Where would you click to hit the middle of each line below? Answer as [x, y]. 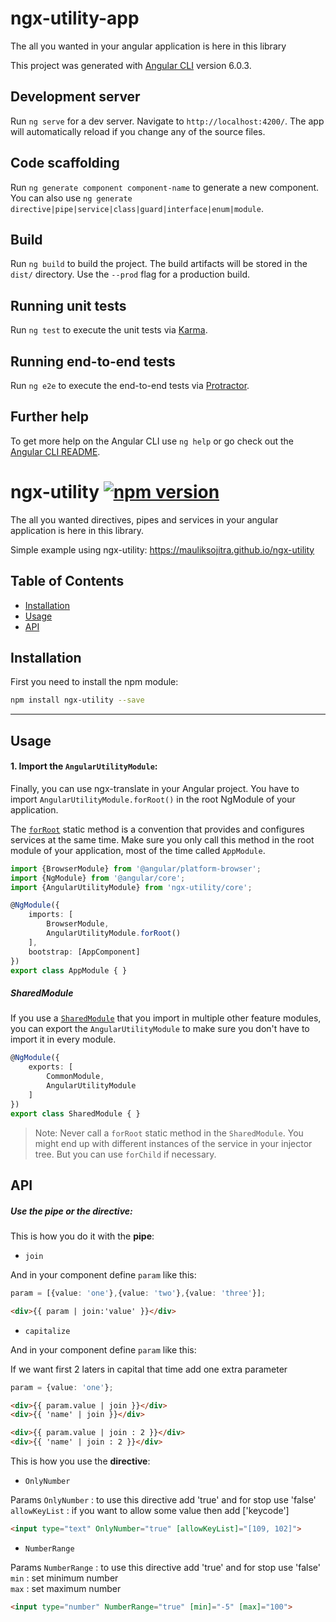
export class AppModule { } [69, 970]
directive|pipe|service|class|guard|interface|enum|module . [137, 208]
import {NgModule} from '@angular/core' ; [98, 878]
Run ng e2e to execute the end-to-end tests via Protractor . [130, 385]
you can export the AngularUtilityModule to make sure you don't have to [160, 1029]
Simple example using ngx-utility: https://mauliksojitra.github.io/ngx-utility [162, 549]
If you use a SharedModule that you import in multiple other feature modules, [166, 1018]
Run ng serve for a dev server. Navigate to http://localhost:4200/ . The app [167, 121]
